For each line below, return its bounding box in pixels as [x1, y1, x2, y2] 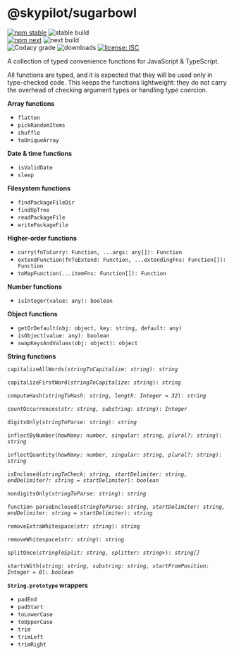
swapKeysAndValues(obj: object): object [17, 339, 138, 347]
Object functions [7, 309, 58, 318]
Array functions [7, 99, 55, 107]
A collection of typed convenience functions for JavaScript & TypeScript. [7, 56, 220, 65]
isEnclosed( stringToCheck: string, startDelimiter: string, [7, 471, 188, 478]
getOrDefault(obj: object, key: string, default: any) [17, 325, 183, 332]
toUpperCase [17, 618, 53, 625]
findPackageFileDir [17, 199, 75, 206]
